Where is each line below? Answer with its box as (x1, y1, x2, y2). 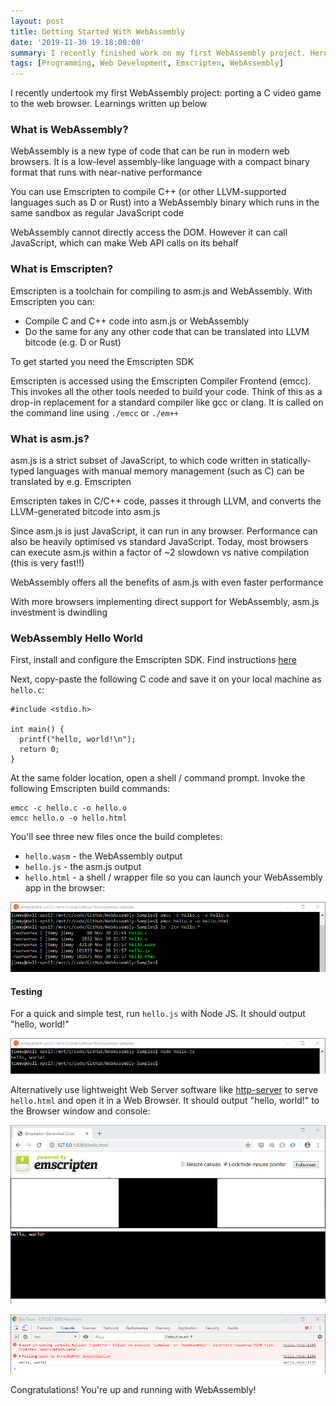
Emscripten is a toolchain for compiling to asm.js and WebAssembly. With (10, 285, 313, 297)
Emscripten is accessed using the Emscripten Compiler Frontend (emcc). (10, 375, 312, 387)
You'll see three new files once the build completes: (10, 831, 223, 843)
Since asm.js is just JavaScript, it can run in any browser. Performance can (10, 525, 318, 537)
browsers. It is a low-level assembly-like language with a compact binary (10, 156, 310, 168)
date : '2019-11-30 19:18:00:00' (10, 37, 145, 47)
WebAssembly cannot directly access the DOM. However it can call (10, 226, 288, 239)
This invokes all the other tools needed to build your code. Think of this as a (10, 385, 323, 397)
